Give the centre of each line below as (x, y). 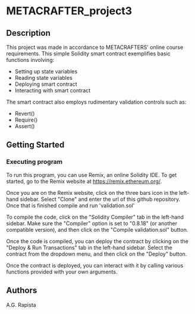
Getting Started (35, 145)
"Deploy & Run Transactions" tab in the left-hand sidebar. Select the (89, 247)
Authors (22, 290)
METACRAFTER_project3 (69, 11)
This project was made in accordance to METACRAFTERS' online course (95, 47)
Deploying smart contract (46, 84)
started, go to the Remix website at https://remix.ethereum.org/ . (84, 181)
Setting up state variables (46, 71)
